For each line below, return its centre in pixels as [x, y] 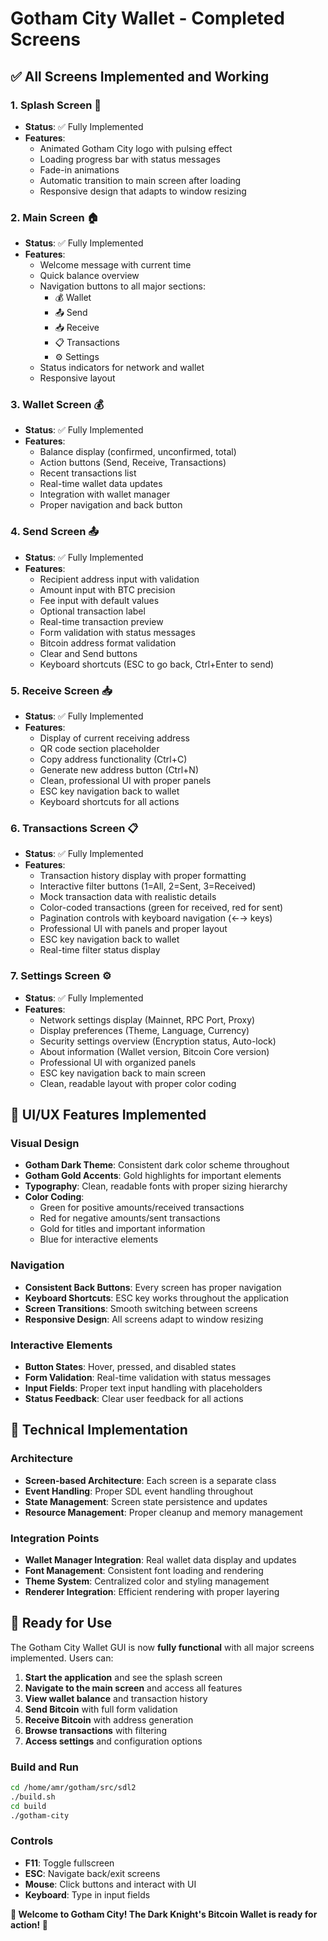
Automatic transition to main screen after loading [140, 180]
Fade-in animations [79, 169]
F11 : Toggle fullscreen [69, 1863]
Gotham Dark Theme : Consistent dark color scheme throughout [157, 1165]
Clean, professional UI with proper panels [125, 781]
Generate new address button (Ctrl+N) [119, 770]
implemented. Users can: [62, 1658]
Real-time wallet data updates [101, 484]
